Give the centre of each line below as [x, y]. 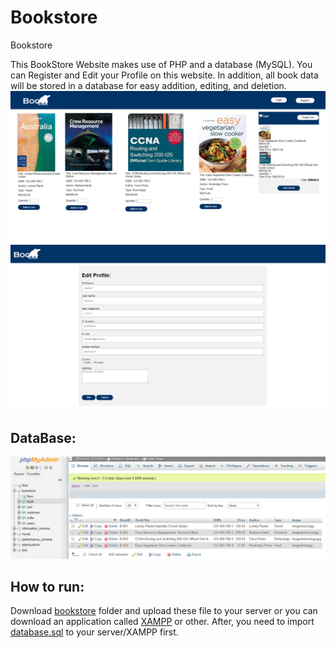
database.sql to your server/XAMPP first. [94, 632]
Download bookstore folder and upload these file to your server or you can [164, 611]
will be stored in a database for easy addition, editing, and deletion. [148, 85]
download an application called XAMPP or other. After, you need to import [162, 622]
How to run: [47, 586]
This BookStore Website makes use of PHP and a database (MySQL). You [161, 64]
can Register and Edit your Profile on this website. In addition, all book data [164, 75]
